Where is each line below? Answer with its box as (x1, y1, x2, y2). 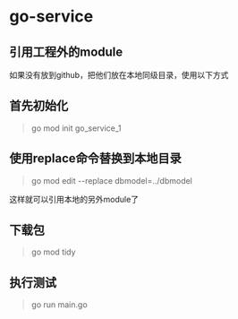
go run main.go (30, 299, 88, 310)
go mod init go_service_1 (30, 123, 122, 134)
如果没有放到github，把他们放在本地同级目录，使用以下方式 (9, 70, 229, 80)
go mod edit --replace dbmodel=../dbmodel (30, 175, 192, 185)
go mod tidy (30, 246, 76, 257)
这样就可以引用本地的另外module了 (9, 194, 140, 204)
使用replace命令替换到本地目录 (9, 151, 182, 167)
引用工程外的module (9, 44, 123, 59)
